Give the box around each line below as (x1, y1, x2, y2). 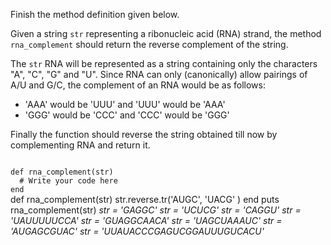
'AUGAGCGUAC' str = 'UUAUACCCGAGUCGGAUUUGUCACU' (10, 225, 265, 237)
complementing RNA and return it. (10, 139, 151, 151)
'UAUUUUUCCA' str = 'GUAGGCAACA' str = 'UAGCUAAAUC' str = (10, 215, 283, 226)
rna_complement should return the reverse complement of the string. (10, 39, 289, 50)
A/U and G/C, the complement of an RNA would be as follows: (10, 79, 266, 91)
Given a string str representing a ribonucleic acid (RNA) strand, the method (10, 28, 322, 39)
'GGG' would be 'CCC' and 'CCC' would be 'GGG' (24, 109, 230, 121)
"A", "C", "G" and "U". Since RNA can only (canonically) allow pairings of (10, 69, 308, 80)
